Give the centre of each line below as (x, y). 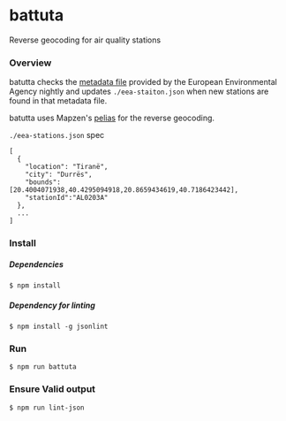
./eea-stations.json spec (57, 135)
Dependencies (37, 264)
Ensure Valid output (52, 389)
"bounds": (43, 182)
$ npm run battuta (43, 367)
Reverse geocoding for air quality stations (85, 40)
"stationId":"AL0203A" (67, 198)
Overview (30, 63)
